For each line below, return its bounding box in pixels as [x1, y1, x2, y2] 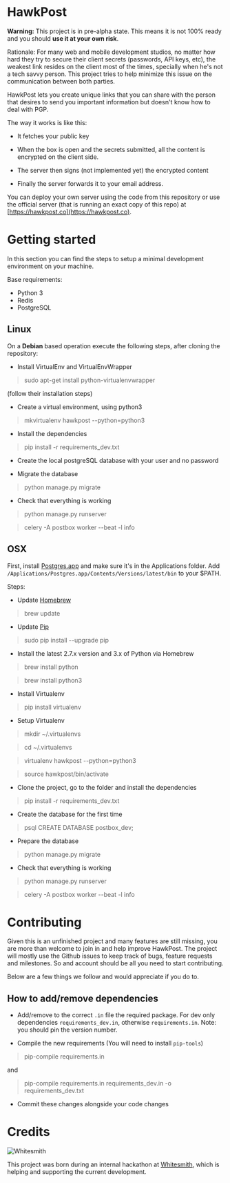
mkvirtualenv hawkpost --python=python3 [23, 416, 145, 424]
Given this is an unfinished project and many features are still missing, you [7, 937, 218, 945]
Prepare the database [17, 837, 79, 845]
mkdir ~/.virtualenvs [23, 730, 81, 738]
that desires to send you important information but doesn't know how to [7, 97, 211, 106]
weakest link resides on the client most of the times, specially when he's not [7, 62, 223, 70]
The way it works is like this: [7, 118, 87, 126]
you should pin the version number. [17, 1025, 118, 1034]
